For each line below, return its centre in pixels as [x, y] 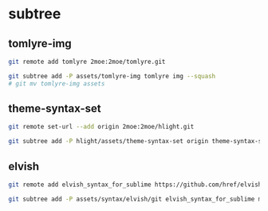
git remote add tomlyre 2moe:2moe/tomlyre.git [87, 62]
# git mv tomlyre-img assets [57, 84]
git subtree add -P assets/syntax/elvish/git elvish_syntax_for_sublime [132, 199]
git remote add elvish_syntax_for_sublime [80, 185]
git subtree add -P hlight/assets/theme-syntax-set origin [108, 141]
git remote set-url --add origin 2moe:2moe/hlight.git [101, 127]
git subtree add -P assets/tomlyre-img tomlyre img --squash [112, 76]
